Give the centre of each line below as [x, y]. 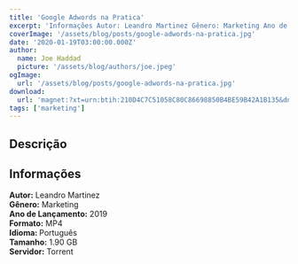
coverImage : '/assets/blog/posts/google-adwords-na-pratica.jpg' [132, 34]
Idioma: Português [43, 233]
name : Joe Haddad [49, 58]
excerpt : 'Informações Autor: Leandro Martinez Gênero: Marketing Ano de [149, 26]
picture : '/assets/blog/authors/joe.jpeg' [97, 67]
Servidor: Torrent [41, 252]
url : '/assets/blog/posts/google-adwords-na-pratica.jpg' [127, 83]
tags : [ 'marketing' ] [47, 108]
